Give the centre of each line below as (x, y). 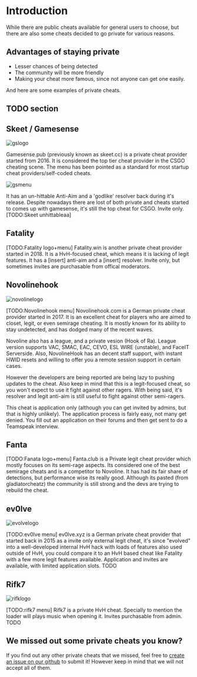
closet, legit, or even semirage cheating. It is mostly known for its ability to (96, 323)
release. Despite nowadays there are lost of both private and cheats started (98, 202)
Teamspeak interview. (33, 426)
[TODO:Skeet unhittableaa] (39, 215)
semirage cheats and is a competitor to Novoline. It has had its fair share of (97, 471)
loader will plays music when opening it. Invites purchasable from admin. (94, 616)
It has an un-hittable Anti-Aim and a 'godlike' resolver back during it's (90, 196)
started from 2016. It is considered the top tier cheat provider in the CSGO (96, 160)
